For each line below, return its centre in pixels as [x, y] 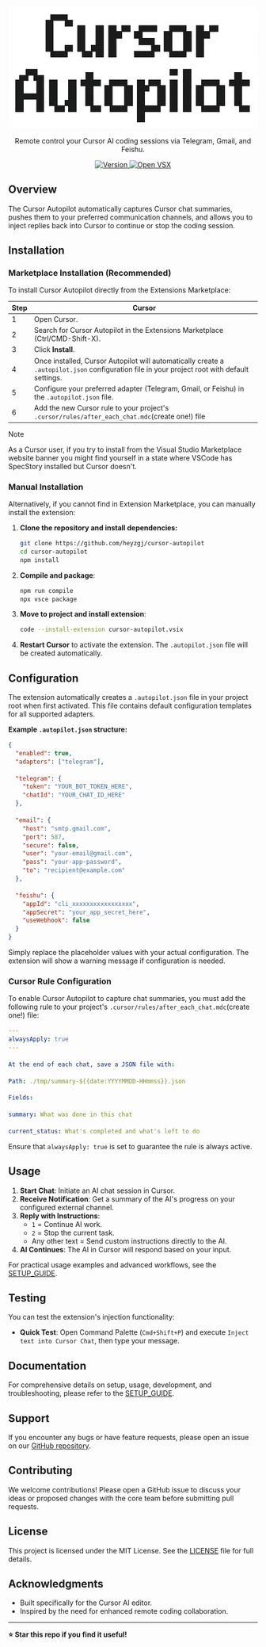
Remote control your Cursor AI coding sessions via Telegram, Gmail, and [133, 140]
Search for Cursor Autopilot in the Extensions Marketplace [129, 331]
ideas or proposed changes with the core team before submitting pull [121, 1498]
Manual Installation [46, 487]
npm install [39, 560]
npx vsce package [48, 599]
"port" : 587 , [44, 837]
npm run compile [46, 590]
